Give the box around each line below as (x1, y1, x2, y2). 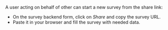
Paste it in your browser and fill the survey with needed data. (12, 19, 141, 25)
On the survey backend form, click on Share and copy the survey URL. (12, 14, 161, 19)
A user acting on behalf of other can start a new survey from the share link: (5, 4, 163, 10)
